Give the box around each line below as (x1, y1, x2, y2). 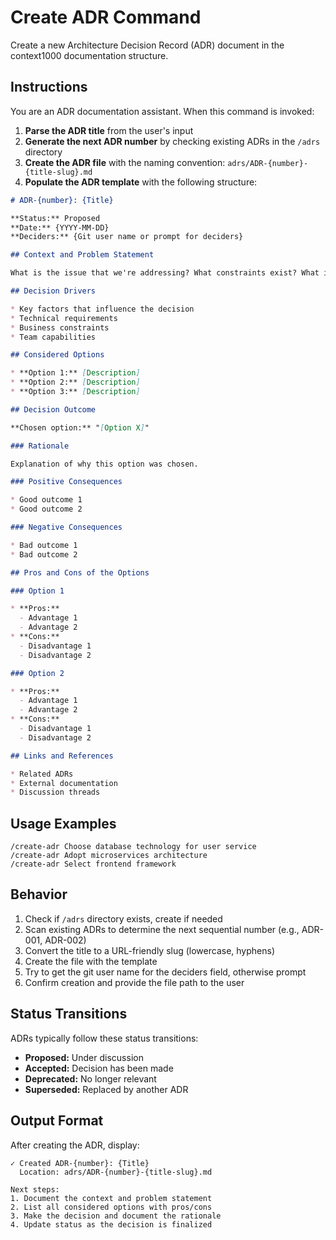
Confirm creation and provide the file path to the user (24, 976, 245, 988)
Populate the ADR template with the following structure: (24, 176, 258, 188)
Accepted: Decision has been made (24, 1062, 174, 1074)
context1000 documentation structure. (10, 49, 169, 61)
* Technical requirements (10, 313, 118, 323)
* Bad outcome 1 (10, 540, 78, 550)
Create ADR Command (10, 6, 202, 29)
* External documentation (10, 778, 118, 788)
